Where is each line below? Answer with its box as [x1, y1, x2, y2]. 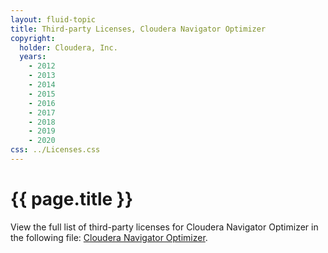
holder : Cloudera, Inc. [19, 42, 118, 53]
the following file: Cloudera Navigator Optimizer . [10, 231, 208, 243]
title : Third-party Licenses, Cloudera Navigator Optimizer [10, 24, 267, 34]
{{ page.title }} [10, 188, 134, 211]
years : [19, 52, 47, 62]
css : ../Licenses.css [10, 145, 101, 155]
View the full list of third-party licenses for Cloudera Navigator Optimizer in [10, 221, 319, 233]
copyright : [10, 33, 56, 43]
